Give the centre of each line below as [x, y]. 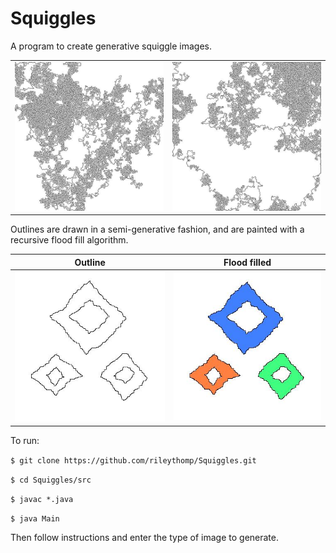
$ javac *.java [42, 499]
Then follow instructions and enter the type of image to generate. [144, 537]
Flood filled [247, 262]
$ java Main [35, 518]
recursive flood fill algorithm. [69, 240]
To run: [25, 440]
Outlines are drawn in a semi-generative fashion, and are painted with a [157, 229]
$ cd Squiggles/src [51, 480]
